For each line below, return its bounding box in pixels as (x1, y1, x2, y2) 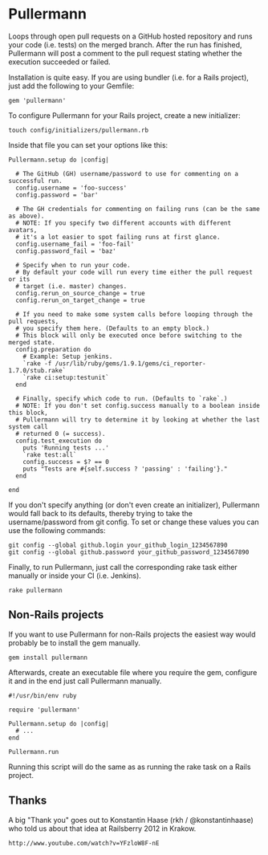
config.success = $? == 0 (22, 458, 110, 466)
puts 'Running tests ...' (22, 443, 110, 452)
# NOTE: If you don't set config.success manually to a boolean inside (15, 401, 261, 409)
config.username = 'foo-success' (15, 184, 128, 192)
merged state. (8, 338, 56, 346)
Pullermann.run (8, 747, 59, 755)
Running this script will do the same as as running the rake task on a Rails (8, 762, 251, 772)
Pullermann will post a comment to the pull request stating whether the (8, 48, 242, 58)
